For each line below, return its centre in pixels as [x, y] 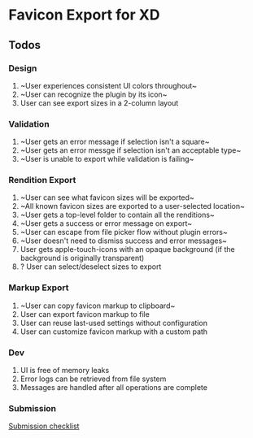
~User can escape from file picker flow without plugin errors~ [124, 232]
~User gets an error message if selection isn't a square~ [115, 142]
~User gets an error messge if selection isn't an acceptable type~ [131, 150]
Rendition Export [42, 180]
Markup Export [39, 288]
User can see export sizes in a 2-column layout [99, 102]
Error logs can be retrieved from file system [93, 379]
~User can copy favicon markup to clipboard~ [98, 306]
